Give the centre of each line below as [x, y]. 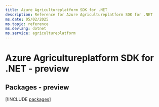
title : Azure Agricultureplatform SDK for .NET [56, 10]
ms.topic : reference [27, 24]
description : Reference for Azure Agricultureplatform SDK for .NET [79, 15]
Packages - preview [37, 87]
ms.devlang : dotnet [26, 29]
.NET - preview [37, 69]
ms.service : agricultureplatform [41, 33]
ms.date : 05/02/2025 [27, 19]
